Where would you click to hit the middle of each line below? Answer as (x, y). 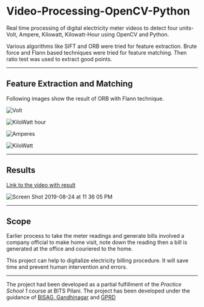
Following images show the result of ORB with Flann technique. (85, 98)
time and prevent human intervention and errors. (67, 267)
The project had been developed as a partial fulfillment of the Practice (94, 285)
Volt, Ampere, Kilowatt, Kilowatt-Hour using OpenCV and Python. (88, 34)
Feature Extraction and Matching (70, 84)
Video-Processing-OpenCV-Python (98, 11)
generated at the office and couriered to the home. (70, 249)
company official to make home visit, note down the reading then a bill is (97, 242)
